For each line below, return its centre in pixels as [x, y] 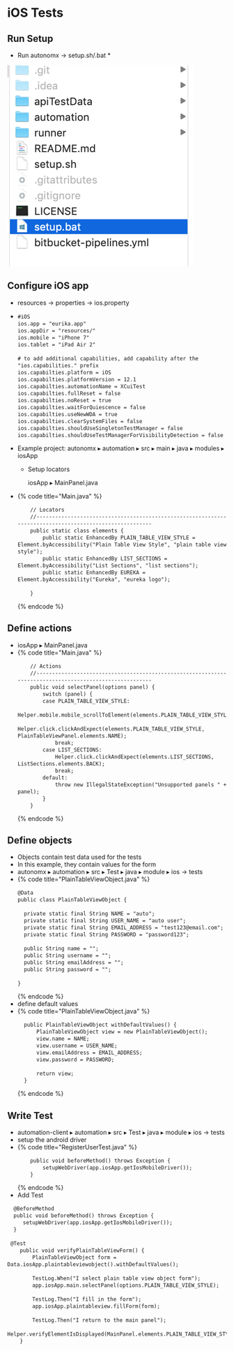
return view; [55, 1074]
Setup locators [49, 469]
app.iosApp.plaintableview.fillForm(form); [96, 1306]
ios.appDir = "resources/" [56, 330]
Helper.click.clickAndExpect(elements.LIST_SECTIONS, [134, 757]
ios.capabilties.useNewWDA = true [67, 414]
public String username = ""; [68, 956]
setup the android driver [52, 1140]
